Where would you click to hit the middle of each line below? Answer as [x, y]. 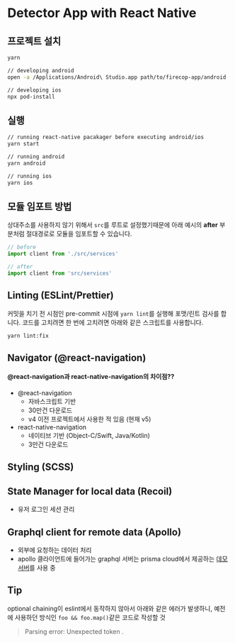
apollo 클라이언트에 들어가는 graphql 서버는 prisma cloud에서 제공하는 [116, 559]
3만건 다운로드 [48, 444]
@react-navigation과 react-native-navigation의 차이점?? [91, 377]
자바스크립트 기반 [52, 402]
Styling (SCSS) [41, 467]
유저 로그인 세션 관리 [46, 510]
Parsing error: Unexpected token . [74, 631]
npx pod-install [31, 97]
